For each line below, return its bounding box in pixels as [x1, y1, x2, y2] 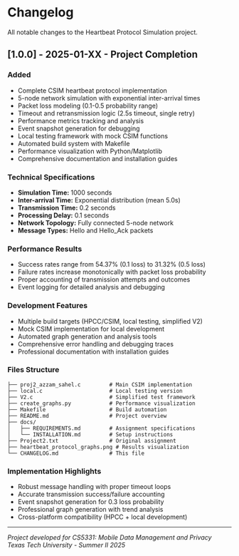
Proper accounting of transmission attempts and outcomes [17, 275, 191, 284]
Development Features [7, 301, 87, 311]
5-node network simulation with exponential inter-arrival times [17, 93, 201, 102]
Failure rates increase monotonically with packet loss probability [17, 268, 206, 277]
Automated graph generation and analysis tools [17, 332, 157, 341]
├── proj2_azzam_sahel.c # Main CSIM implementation [7, 381, 193, 388]
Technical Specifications [7, 172, 95, 182]
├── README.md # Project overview [7, 412, 167, 419]
